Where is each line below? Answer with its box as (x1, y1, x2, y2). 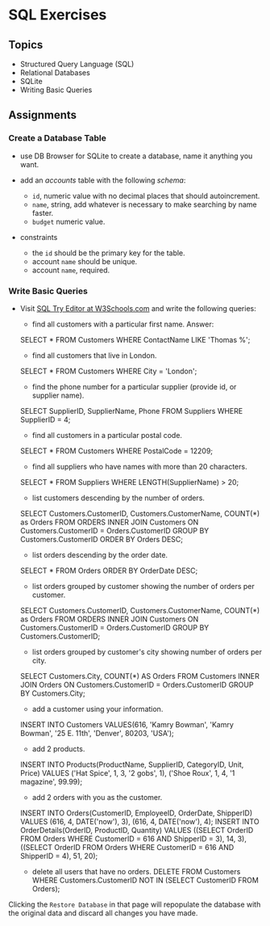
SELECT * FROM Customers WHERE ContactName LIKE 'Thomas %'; (19, 335, 251, 344)
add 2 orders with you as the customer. (31, 792, 163, 802)
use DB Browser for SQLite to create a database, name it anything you (19, 151, 253, 161)
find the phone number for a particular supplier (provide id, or (31, 381, 237, 391)
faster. (31, 208, 54, 217)
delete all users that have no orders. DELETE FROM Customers (31, 866, 241, 876)
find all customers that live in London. (31, 350, 157, 360)
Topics (8, 38, 44, 52)
